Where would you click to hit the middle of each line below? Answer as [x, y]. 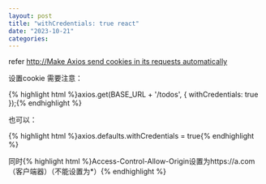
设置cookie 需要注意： [45, 79]
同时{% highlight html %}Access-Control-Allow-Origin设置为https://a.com [132, 161]
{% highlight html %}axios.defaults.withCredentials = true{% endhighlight [131, 136]
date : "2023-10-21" [41, 31]
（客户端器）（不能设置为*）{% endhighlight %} [88, 172]
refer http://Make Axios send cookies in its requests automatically [118, 62]
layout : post [30, 16]
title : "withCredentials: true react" [74, 24]
